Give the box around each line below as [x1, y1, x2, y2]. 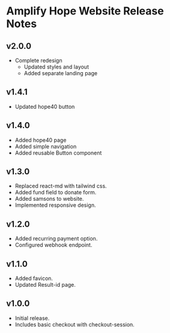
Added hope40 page [14, 136, 67, 144]
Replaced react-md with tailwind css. [14, 182, 107, 190]
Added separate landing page [23, 70, 98, 76]
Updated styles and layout [23, 63, 89, 70]
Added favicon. [14, 275, 53, 282]
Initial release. [14, 314, 50, 322]
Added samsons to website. [14, 195, 84, 203]
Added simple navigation [14, 142, 77, 150]
